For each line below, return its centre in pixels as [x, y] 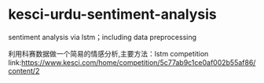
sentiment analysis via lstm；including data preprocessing [103, 37]
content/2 [24, 70]
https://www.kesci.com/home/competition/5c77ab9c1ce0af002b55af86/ [138, 62]
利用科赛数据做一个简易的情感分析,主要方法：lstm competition [108, 53]
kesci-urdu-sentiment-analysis [113, 14]
